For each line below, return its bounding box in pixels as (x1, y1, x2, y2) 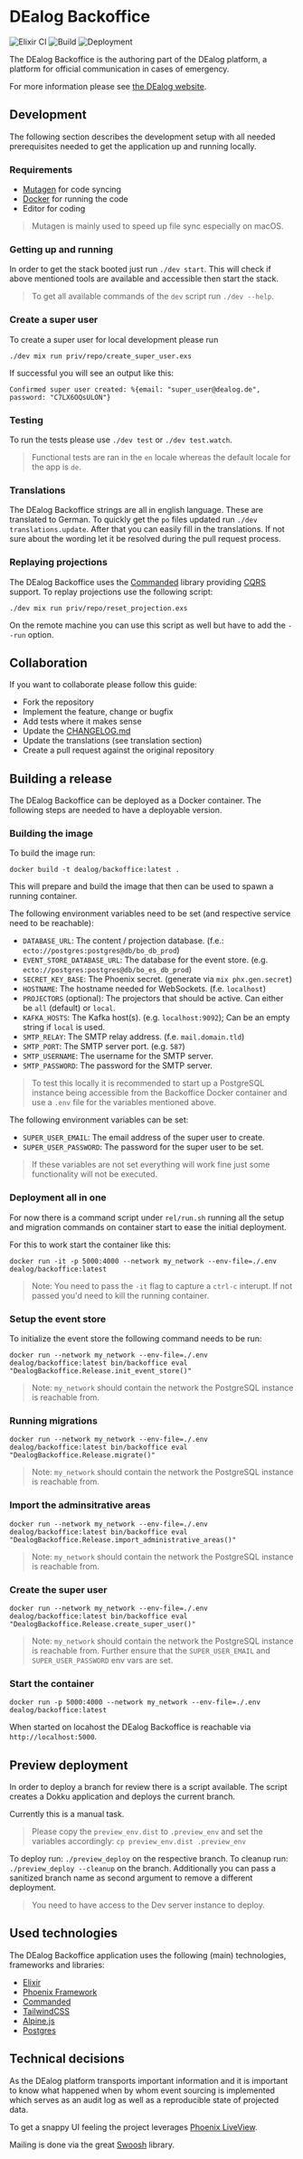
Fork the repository (22, 696, 95, 707)
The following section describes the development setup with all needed (9, 131, 276, 142)
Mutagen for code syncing (22, 184, 122, 195)
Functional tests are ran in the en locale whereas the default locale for (31, 451, 291, 462)
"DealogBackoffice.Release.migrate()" (9, 1451, 156, 1460)
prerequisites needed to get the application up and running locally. (9, 140, 257, 151)
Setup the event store (9, 1312, 107, 1325)
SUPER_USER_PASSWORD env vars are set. (31, 1654, 174, 1665)
